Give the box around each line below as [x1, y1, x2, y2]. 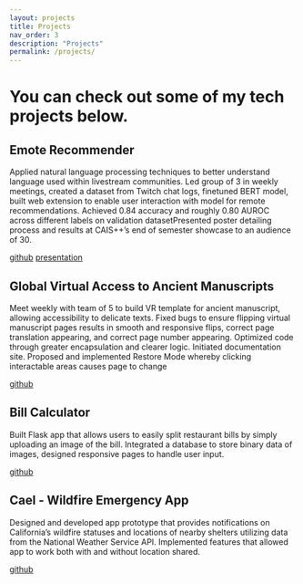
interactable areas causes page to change [9, 360, 167, 371]
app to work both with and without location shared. [9, 546, 201, 557]
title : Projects [9, 22, 71, 31]
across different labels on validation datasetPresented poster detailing [9, 215, 272, 226]
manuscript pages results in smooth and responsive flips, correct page [9, 321, 275, 333]
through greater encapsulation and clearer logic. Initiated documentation [9, 341, 282, 352]
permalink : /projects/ [9, 47, 96, 57]
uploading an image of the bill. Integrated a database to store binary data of [9, 439, 293, 450]
